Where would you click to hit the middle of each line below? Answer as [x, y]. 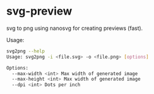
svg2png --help [26, 51]
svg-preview [39, 11]
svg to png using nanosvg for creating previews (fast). [75, 28]
